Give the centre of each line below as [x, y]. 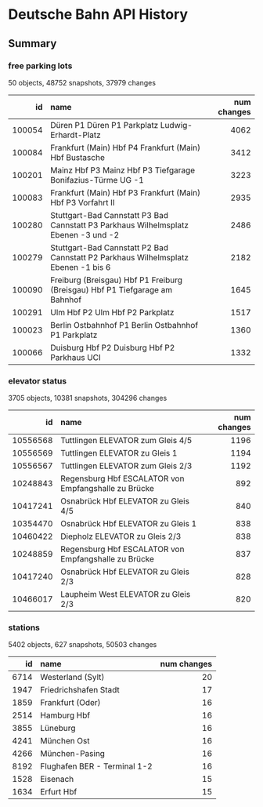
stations [24, 627]
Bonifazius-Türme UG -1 [97, 180]
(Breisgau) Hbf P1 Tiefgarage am [112, 289]
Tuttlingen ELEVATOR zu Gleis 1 [119, 453]
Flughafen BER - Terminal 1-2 [96, 766]
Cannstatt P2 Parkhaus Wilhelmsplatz [120, 257]
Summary [32, 44]
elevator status [38, 380]
